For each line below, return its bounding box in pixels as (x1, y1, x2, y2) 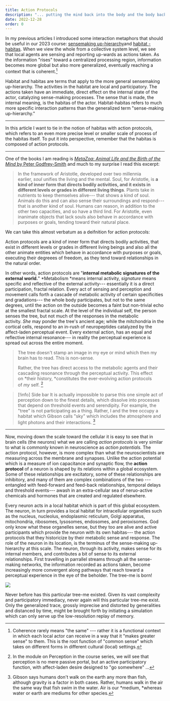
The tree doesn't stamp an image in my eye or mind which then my (17, 349, 157, 355)
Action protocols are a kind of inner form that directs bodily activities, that (5, 239, 159, 245)
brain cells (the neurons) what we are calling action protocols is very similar (5, 439, 163, 445)
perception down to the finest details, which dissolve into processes (17, 397, 160, 403)
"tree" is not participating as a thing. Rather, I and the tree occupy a (17, 407, 158, 413)
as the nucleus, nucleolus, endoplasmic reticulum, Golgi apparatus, (5, 513, 145, 520)
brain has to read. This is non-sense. (17, 355, 95, 361)
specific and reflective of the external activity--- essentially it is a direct (5, 281, 154, 287)
